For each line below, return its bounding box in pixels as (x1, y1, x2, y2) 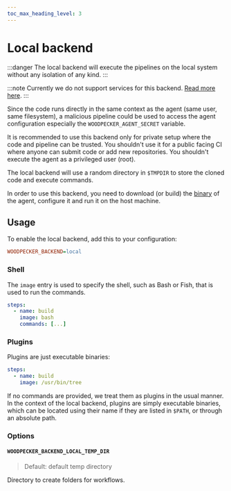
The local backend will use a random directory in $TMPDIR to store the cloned (7, 168, 225, 177)
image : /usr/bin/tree (19, 379, 82, 386)
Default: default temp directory (24, 463, 112, 471)
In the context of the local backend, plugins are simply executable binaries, (7, 399, 221, 407)
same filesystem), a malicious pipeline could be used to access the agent (7, 112, 216, 120)
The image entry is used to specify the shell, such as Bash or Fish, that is (7, 280, 213, 288)
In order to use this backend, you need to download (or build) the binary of (7, 189, 220, 198)
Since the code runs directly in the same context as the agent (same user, (7, 105, 218, 113)
